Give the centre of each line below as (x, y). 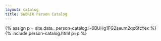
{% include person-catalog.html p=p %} (46, 33)
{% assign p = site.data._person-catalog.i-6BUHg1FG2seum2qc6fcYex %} (81, 28)
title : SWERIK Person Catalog (36, 14)
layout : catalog (22, 10)
